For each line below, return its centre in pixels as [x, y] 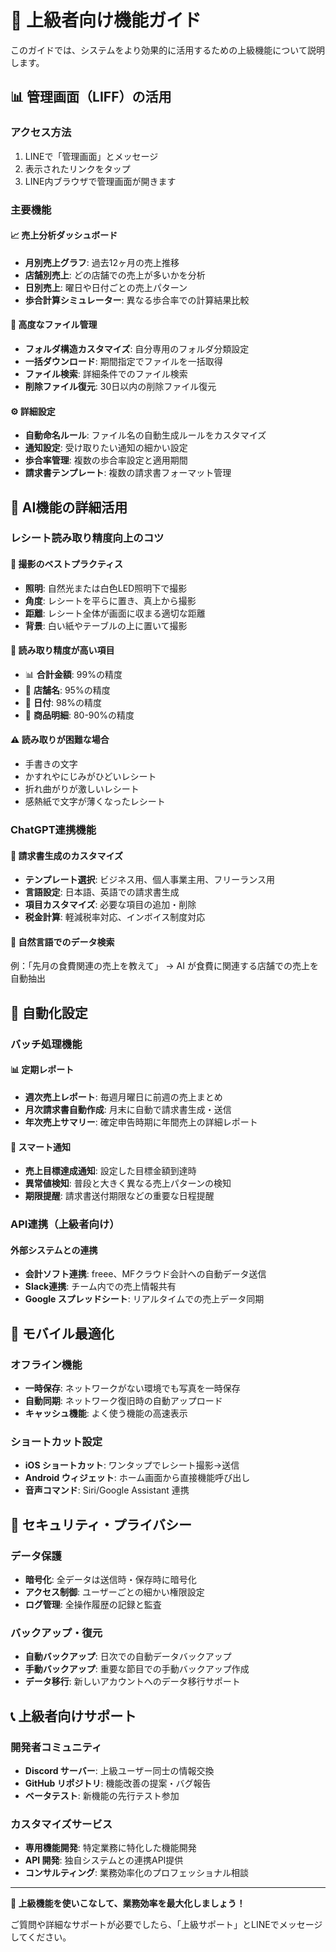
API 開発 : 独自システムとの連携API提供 [104, 1860]
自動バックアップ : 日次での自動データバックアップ [128, 1657]
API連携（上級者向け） [65, 1224]
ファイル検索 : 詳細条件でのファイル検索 [106, 373]
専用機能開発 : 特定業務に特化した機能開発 [110, 1848]
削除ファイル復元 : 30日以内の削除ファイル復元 [120, 386]
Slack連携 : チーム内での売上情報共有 [100, 1287]
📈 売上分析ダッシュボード [64, 235]
